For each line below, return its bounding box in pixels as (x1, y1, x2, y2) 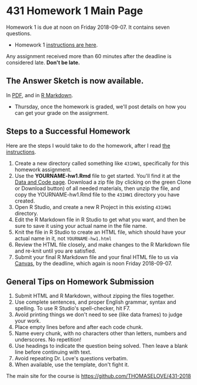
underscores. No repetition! (14, 336, 82, 343)
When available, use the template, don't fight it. (14, 361, 129, 369)
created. (14, 197, 35, 204)
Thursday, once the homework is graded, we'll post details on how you (14, 103, 186, 110)
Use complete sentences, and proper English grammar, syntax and (14, 298, 176, 306)
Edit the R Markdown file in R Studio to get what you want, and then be (14, 216, 186, 223)
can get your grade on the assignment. (14, 109, 109, 116)
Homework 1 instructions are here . (14, 41, 98, 48)
